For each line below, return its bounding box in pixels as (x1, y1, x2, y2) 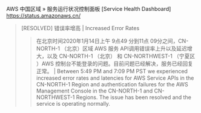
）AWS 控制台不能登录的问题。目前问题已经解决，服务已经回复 (36, 60, 194, 67)
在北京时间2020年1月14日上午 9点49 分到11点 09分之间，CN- (36, 37, 189, 44)
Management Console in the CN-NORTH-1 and (36, 87, 153, 94)
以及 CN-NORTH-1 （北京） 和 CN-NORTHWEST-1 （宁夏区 (47, 53, 196, 59)
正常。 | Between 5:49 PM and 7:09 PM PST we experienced (36, 68, 188, 74)
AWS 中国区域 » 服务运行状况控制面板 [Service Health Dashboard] (6, 5, 171, 12)
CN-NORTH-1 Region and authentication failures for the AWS (36, 81, 189, 88)
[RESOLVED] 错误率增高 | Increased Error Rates (21, 25, 140, 31)
